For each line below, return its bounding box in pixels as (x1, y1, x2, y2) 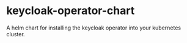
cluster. (6, 30, 26, 37)
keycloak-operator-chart (6, 4, 135, 18)
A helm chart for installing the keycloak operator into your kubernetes (6, 24, 182, 31)
